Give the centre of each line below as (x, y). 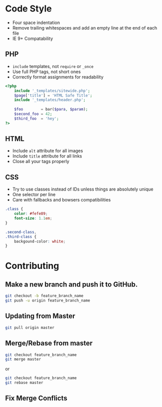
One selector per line (34, 194)
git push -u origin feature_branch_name (48, 300)
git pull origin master (30, 327)
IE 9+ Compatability (33, 38)
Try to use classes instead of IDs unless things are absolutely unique (83, 189)
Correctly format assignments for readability (58, 77)
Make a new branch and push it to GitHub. (72, 284)
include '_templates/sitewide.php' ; (52, 90)
